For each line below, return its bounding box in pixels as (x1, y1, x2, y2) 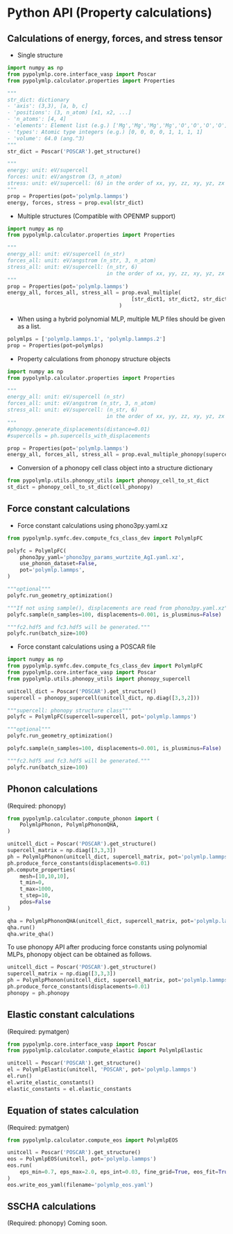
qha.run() (7, 924, 36, 931)
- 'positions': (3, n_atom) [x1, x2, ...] (7, 109, 132, 116)
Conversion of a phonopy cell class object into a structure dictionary (17, 464, 213, 472)
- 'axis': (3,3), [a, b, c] (7, 103, 89, 110)
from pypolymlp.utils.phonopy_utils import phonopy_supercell (7, 675, 191, 682)
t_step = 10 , (19, 892, 51, 899)
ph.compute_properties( (7, 866, 76, 873)
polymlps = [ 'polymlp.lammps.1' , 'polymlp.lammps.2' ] (7, 335, 166, 342)
